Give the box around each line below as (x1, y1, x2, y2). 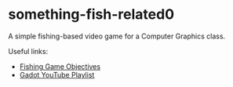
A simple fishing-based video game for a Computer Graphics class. (8, 31, 226, 41)
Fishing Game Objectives (19, 61, 100, 71)
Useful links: (8, 46, 49, 56)
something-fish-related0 (8, 5, 175, 24)
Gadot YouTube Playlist (19, 70, 95, 79)
